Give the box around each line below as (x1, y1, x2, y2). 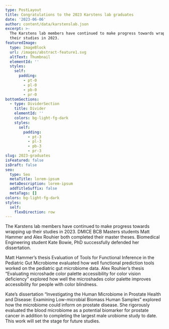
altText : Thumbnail (10, 54, 51, 60)
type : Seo (10, 172, 30, 177)
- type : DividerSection (10, 102, 59, 107)
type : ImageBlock (10, 45, 46, 50)
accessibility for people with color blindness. (5, 281, 98, 288)
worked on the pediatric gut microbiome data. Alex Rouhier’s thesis (5, 265, 144, 271)
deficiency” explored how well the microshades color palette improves (5, 276, 151, 282)
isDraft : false (5, 162, 37, 167)
